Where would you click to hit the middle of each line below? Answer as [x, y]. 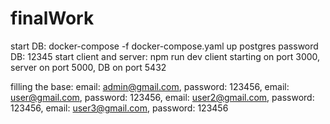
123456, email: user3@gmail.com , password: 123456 [119, 108]
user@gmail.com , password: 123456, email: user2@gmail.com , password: [162, 97]
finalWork [52, 18]
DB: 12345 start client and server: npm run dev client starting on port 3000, [165, 56]
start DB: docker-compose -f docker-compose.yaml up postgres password [164, 46]
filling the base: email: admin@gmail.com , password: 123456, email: [150, 86]
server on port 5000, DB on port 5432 [88, 67]
